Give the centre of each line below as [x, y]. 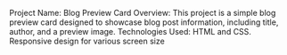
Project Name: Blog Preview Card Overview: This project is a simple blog [143, 13]
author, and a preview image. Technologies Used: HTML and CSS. [131, 31]
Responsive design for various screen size [87, 41]
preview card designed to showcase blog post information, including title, [144, 22]
